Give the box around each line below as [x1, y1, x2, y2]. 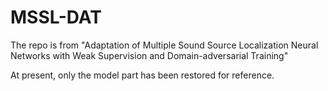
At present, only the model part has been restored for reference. [10, 69, 275, 81]
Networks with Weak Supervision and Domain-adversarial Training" [10, 49, 289, 61]
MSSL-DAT [10, 6, 102, 29]
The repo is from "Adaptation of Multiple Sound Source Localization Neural [10, 39, 319, 51]
